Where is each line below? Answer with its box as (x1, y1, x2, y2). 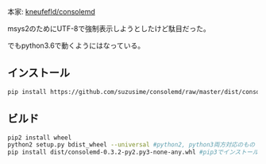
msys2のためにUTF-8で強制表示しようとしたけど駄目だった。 (7, 24, 211, 33)
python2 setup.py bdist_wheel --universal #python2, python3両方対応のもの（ (7, 141, 261, 149)
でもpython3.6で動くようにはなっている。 (7, 41, 145, 50)
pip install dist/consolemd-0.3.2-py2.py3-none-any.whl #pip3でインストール (7, 148, 259, 157)
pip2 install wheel (7, 134, 72, 142)
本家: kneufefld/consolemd (7, 7, 96, 16)
